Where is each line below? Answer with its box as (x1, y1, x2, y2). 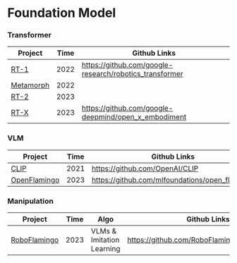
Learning (90, 244, 121, 254)
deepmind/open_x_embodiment (81, 112, 187, 122)
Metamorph (11, 80, 50, 90)
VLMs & (90, 226, 117, 236)
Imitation (90, 235, 120, 245)
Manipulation (7, 196, 54, 206)
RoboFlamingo (11, 235, 59, 245)
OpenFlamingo (11, 175, 60, 185)
